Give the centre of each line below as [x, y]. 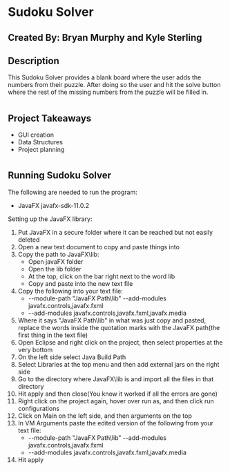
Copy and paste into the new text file [80, 283]
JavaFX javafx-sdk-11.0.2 [54, 205]
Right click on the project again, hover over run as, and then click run [116, 401]
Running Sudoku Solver [59, 176]
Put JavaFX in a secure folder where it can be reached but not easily [115, 232]
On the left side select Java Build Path [72, 357]
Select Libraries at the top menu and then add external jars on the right [118, 364]
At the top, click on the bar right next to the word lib [102, 276]
